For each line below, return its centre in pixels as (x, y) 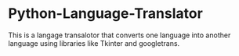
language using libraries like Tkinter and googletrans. (94, 43)
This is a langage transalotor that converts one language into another (119, 35)
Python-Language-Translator (106, 14)
